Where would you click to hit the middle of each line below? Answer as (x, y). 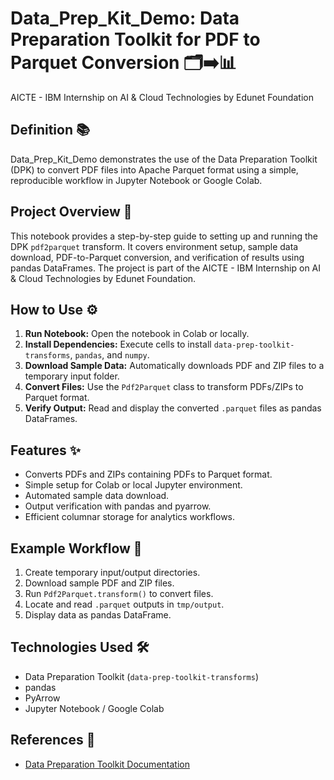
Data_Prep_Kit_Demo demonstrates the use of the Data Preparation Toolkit (164, 159)
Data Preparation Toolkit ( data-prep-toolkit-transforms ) (142, 676)
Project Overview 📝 (71, 212)
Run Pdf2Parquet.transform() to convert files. (119, 593)
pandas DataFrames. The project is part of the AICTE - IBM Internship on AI (166, 268)
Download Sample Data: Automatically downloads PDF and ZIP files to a (174, 366)
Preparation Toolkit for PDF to (135, 39)
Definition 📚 (50, 130)
